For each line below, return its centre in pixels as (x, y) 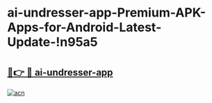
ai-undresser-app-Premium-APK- (107, 13)
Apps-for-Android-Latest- (84, 27)
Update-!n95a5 (52, 42)
